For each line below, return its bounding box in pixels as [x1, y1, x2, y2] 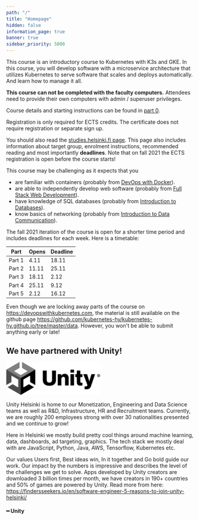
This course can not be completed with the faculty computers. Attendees [6, 89, 191, 96]
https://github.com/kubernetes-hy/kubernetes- [36, 316, 153, 323]
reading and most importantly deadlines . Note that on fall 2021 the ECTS [6, 149, 185, 156]
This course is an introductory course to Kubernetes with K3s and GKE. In [6, 59, 187, 65]
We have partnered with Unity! [6, 345, 122, 356]
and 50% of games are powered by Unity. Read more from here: [6, 481, 164, 488]
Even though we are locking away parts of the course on [6, 303, 145, 310]
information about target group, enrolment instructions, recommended [6, 143, 179, 149]
